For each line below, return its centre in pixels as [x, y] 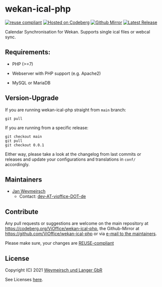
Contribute [22, 211]
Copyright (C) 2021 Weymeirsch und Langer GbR [54, 270]
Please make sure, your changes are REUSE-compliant [59, 243]
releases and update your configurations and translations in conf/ [70, 159]
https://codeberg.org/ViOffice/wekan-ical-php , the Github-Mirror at [72, 229]
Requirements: [28, 52]
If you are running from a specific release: [47, 128]
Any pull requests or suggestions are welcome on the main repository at [77, 223]
